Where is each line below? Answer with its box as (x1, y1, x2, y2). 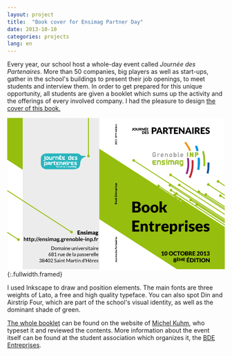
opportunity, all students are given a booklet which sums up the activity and (7, 90, 223, 98)
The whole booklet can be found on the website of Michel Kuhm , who (7, 319, 205, 328)
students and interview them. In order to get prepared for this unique (7, 82, 202, 91)
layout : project (7, 11, 54, 18)
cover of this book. (7, 104, 61, 113)
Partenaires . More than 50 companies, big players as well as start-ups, (7, 68, 209, 76)
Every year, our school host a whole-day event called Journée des (7, 60, 196, 68)
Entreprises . (7, 341, 41, 349)
